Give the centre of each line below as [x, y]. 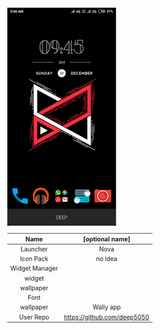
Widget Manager [34, 269]
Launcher [34, 249]
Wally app [107, 307]
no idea [107, 258]
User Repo [34, 317]
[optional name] [107, 239]
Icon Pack [34, 258]
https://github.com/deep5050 [106, 317]
